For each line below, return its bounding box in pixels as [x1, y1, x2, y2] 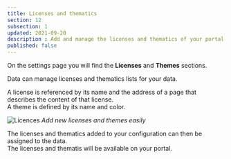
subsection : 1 [7, 23, 48, 30]
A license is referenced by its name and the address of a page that [7, 88, 197, 96]
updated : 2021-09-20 [7, 29, 67, 37]
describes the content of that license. [7, 95, 114, 104]
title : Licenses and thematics [7, 10, 98, 17]
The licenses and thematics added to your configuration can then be [7, 129, 203, 138]
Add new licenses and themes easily [41, 116, 147, 124]
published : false [7, 42, 57, 49]
